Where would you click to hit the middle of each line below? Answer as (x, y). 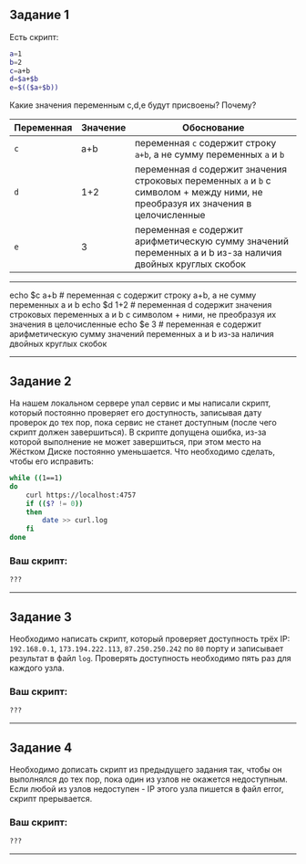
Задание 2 (41, 381)
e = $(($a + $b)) (34, 88)
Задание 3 (41, 617)
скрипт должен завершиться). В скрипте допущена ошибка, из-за (138, 432)
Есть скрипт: (34, 37)
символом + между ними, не (199, 193)
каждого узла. (37, 668)
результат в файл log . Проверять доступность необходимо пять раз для (150, 658)
